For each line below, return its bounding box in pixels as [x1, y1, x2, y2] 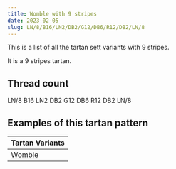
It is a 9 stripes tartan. [7, 57, 72, 65]
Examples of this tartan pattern [7, 116, 148, 129]
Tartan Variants [11, 138, 66, 148]
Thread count [7, 77, 69, 89]
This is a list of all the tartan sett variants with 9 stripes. [7, 43, 170, 52]
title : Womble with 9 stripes [7, 10, 98, 18]
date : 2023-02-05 [7, 17, 59, 24]
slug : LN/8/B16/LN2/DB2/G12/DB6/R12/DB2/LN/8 [7, 23, 145, 31]
